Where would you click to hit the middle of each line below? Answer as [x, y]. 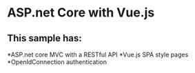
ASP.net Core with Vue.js [81, 13]
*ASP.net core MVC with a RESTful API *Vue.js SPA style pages [98, 54]
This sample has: [45, 38]
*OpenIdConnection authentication [57, 62]
